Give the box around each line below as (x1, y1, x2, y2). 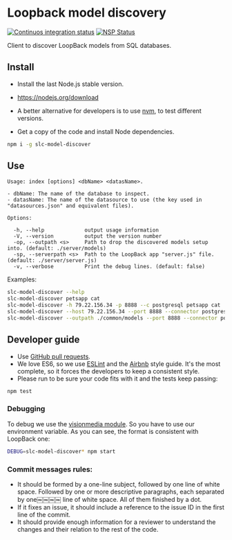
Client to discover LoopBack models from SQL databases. (7, 41, 172, 49)
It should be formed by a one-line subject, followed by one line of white (17, 480, 220, 488)
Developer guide (7, 334, 80, 346)
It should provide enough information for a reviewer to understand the (17, 518, 216, 526)
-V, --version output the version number (13, 233, 162, 240)
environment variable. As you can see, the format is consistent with (7, 427, 199, 435)
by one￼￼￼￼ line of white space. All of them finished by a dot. (17, 495, 202, 503)
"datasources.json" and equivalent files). (7, 202, 135, 209)
